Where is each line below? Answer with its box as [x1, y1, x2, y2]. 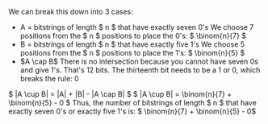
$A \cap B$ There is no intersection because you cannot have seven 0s [19, 56, 258, 66]
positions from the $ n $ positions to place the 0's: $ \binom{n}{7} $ [19, 31, 246, 40]
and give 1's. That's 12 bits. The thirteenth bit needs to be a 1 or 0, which [19, 65, 261, 75]
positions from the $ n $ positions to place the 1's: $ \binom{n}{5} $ [19, 48, 245, 57]
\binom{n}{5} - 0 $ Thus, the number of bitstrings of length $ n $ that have [8, 98, 257, 107]
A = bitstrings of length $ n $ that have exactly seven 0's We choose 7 [19, 23, 254, 31]
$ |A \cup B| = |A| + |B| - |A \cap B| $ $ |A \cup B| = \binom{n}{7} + [8, 89, 232, 99]
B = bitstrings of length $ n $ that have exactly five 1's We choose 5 [19, 39, 245, 49]
